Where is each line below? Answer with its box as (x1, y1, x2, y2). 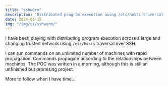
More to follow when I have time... (5, 76, 76, 82)
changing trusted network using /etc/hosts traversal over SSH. (5, 41, 137, 47)
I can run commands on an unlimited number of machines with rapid (5, 50, 147, 56)
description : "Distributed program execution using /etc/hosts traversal (5, 12, 164, 17)
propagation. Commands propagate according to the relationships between (5, 56, 162, 62)
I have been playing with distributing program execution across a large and (5, 35, 160, 41)
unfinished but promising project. (5, 66, 74, 72)
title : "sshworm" (5, 7, 42, 13)
